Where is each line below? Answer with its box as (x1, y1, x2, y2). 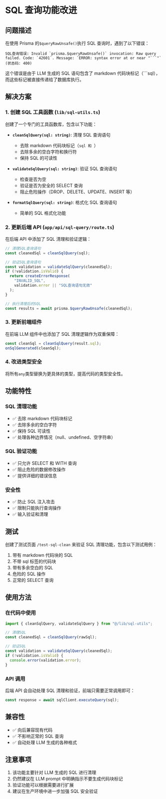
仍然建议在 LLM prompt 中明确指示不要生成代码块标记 (12, 776, 123, 782)
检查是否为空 (19, 176, 46, 182)
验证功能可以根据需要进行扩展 (12, 782, 74, 788)
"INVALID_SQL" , (14, 278, 46, 283)
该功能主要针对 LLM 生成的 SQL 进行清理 (12, 769, 96, 775)
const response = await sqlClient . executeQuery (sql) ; (5, 697, 120, 702)
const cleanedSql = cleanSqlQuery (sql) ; (5, 251, 91, 256)
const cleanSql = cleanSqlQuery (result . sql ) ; (5, 341, 101, 346)
